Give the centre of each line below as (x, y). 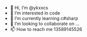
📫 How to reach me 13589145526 (46, 29)
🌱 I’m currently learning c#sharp (44, 18)
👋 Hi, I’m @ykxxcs (29, 8)
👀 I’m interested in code (35, 13)
